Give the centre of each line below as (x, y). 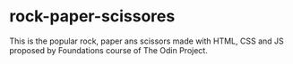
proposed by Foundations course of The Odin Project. (108, 50)
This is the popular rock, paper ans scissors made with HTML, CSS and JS (146, 41)
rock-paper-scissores (92, 16)
